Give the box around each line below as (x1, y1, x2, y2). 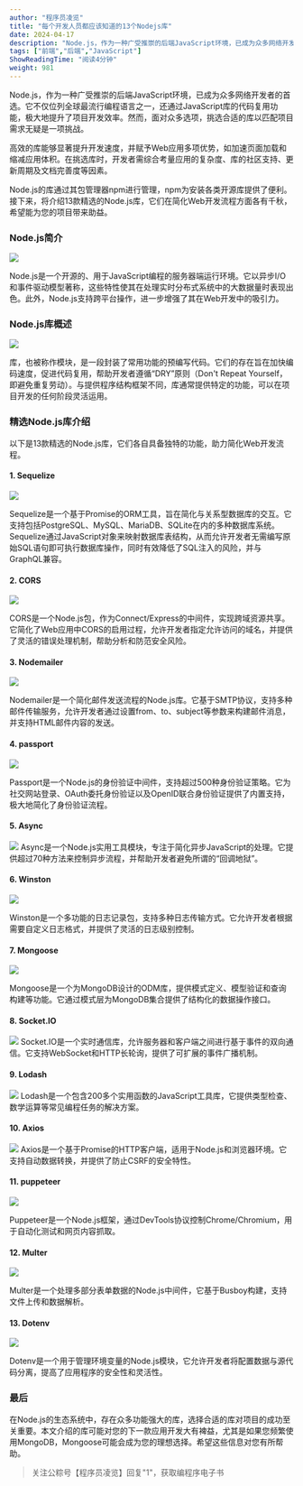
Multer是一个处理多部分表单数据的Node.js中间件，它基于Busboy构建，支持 (9, 1285, 288, 1296)
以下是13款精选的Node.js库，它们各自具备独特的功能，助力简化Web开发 (9, 438, 277, 448)
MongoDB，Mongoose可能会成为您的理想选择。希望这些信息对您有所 (16, 1436, 276, 1447)
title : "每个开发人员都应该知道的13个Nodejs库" (9, 22, 173, 31)
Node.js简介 (9, 231, 63, 244)
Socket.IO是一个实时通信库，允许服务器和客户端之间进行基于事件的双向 (20, 1037, 286, 1048)
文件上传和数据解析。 (9, 1297, 88, 1307)
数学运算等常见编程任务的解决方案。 (9, 1102, 144, 1112)
